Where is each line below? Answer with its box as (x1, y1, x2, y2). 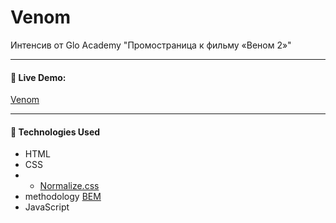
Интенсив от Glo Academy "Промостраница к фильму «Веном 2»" (10, 39, 292, 51)
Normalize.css (39, 180, 100, 192)
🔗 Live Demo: (10, 71, 67, 83)
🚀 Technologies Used (10, 126, 101, 138)
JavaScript (24, 201, 70, 213)
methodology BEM (24, 191, 102, 203)
